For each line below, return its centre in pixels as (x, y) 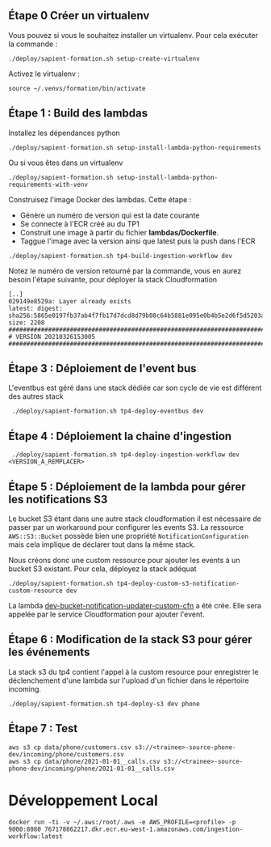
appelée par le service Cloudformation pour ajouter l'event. (106, 614)
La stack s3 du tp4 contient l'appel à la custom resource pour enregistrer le (133, 671)
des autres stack (36, 396)
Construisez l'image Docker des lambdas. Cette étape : (100, 199)
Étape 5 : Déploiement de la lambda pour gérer (127, 487)
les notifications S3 (58, 499)
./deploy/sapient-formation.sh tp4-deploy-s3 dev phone (104, 704)
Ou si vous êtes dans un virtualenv (66, 163)
